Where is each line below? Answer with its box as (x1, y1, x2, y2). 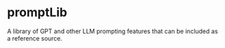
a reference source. (7, 34, 63, 42)
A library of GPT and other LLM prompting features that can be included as (7, 27, 218, 35)
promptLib (7, 5, 68, 20)
